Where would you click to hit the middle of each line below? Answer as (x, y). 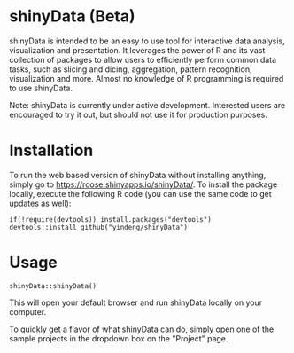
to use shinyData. (41, 88)
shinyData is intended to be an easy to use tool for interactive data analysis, (147, 41)
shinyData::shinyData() (53, 286)
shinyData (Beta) (72, 16)
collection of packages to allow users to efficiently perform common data (143, 59)
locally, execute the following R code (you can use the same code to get (140, 193)
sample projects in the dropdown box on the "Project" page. (119, 338)
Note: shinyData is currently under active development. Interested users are (147, 105)
